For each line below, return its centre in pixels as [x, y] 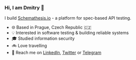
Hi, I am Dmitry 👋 [24, 8]
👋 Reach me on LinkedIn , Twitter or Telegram [56, 53]
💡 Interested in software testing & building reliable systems [70, 33]
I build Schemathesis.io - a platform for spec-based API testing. [68, 18]
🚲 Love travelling [29, 46]
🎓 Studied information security [43, 38]
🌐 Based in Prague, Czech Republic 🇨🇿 [51, 27]
